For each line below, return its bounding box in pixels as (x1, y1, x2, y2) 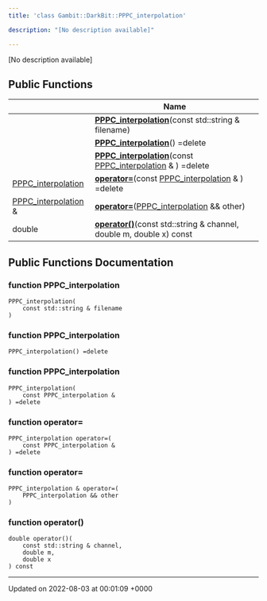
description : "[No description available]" (8, 25, 155, 34)
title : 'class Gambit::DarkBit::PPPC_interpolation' (8, 11, 187, 20)
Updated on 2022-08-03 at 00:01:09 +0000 (8, 584, 153, 594)
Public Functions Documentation (8, 256, 174, 269)
